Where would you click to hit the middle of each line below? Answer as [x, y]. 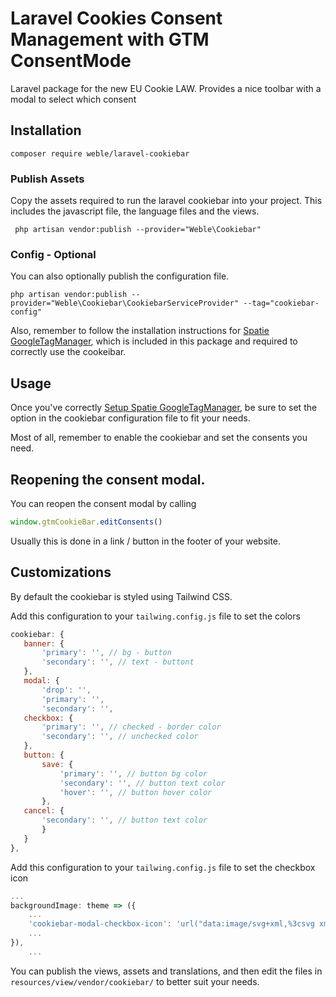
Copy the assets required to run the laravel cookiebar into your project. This [166, 201]
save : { [57, 764]
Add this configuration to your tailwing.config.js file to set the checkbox [163, 867]
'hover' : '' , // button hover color [136, 792]
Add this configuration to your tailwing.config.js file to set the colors [155, 616]
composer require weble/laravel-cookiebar [100, 153]
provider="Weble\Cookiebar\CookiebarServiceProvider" [125, 303]
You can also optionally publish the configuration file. [120, 276]
